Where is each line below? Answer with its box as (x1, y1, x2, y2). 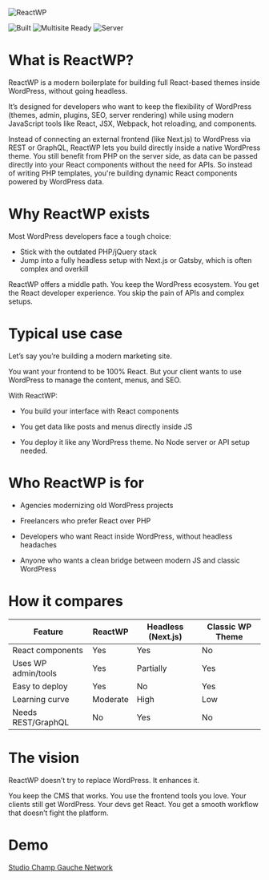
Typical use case (8, 325, 123, 343)
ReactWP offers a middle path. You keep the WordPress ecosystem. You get (8, 279, 259, 289)
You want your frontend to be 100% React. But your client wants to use (8, 366, 243, 376)
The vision (8, 749, 80, 767)
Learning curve (12, 693, 70, 704)
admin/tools (12, 668, 58, 679)
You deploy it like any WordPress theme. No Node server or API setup (19, 437, 251, 446)
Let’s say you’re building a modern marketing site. (8, 351, 172, 361)
